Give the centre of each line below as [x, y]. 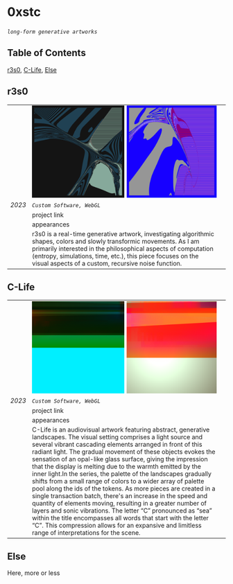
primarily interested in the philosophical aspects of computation [123, 249]
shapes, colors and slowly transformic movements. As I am [116, 241]
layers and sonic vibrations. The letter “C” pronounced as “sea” [122, 511]
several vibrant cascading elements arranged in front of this [117, 445]
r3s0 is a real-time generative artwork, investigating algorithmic [123, 234]
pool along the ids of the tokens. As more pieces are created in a [124, 488]
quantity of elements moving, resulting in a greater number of [119, 504]
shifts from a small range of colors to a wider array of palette [118, 481]
